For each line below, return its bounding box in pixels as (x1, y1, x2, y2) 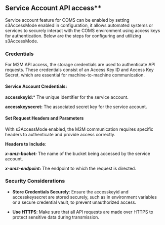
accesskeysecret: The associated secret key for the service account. (5, 104, 147, 110)
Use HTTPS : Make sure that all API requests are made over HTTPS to (12, 209, 154, 215)
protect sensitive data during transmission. (12, 214, 100, 220)
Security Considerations (5, 178, 65, 185)
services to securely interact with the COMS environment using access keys (5, 27, 161, 34)
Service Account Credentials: (5, 83, 67, 89)
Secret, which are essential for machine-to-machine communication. (5, 72, 145, 78)
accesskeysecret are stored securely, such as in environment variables (12, 194, 157, 200)
